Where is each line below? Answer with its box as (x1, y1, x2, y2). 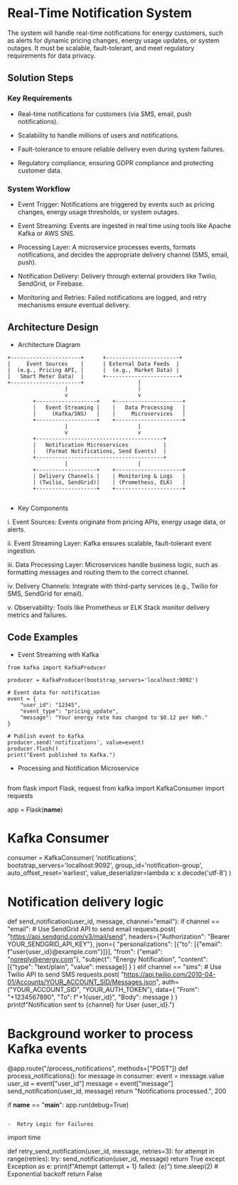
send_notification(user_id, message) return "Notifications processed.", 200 (7, 1087, 227, 1095)
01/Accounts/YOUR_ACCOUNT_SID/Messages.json (7, 978, 156, 986)
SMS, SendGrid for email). (7, 589, 84, 598)
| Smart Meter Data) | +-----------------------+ (7, 373, 183, 380)
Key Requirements (7, 93, 72, 103)
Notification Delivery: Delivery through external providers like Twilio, (17, 271, 217, 280)
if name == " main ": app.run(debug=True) (7, 1101, 129, 1109)
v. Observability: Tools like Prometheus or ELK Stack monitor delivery (7, 603, 210, 611)
